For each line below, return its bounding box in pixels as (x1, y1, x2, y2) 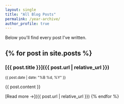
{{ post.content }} (5, 84, 41, 90)
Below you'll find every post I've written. (5, 35, 87, 41)
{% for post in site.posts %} (5, 49, 93, 57)
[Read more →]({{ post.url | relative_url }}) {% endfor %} (5, 93, 119, 99)
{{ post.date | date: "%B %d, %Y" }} (5, 75, 66, 80)
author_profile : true (5, 21, 50, 26)
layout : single (5, 7, 36, 12)
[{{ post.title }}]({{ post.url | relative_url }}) (5, 64, 110, 71)
